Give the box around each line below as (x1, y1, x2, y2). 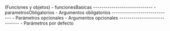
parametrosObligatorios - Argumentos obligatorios (5, 9, 110, 15)
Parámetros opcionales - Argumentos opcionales (15, 15, 118, 20)
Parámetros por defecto (23, 20, 74, 26)
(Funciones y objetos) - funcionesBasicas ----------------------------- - (5, 4, 156, 10)
